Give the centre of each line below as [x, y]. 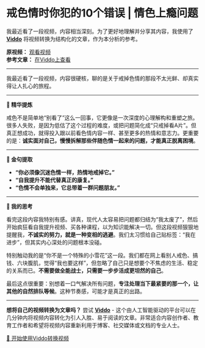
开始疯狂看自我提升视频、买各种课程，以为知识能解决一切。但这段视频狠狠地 [103, 227]
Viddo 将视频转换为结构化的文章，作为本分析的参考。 [74, 39]
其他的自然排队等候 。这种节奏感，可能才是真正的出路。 [76, 291]
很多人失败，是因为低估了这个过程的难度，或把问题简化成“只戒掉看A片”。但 [101, 125]
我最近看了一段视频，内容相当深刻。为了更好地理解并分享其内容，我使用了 [100, 31]
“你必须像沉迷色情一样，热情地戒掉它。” [65, 172]
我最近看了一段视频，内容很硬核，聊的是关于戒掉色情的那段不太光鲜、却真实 [103, 78]
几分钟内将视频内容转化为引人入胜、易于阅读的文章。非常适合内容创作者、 [100, 317]
